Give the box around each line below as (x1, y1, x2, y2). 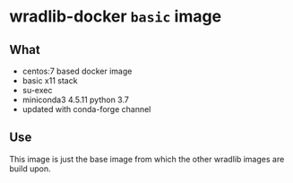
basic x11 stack (22, 75, 78, 86)
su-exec (22, 85, 53, 95)
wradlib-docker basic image (9, 6, 222, 27)
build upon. (9, 163, 51, 174)
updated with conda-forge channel (22, 104, 151, 114)
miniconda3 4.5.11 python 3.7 (22, 94, 130, 105)
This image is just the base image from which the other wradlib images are (9, 153, 285, 164)
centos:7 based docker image (22, 65, 133, 76)
